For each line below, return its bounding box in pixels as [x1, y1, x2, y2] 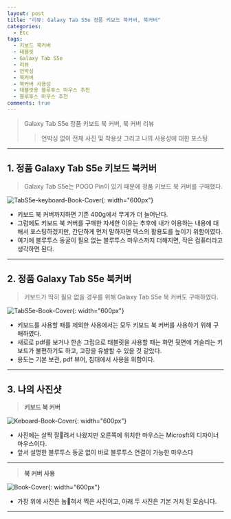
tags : [7, 36, 23, 43]
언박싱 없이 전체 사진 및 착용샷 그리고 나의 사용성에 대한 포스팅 [41, 134, 208, 142]
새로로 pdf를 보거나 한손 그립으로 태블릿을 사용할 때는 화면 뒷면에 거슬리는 [16, 338, 216, 346]
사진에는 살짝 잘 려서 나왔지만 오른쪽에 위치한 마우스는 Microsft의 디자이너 [16, 431, 219, 439]
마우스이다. [16, 440, 47, 448]
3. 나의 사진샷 [7, 383, 62, 395]
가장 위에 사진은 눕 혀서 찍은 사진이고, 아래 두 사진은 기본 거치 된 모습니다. [16, 497, 217, 506]
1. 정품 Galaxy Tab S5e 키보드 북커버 [7, 162, 157, 174]
